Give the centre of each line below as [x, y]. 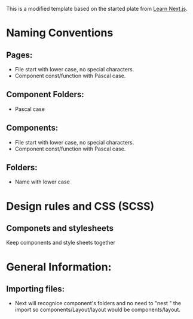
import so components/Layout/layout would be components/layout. [98, 310]
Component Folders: [45, 94]
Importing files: [36, 289]
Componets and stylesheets [60, 228]
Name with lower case [42, 182]
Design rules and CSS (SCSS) [80, 206]
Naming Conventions [60, 33]
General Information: [59, 267]
